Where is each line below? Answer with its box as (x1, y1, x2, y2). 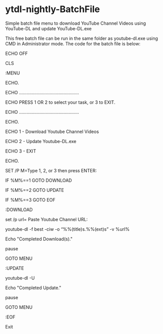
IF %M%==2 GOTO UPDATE (5, 187, 65, 193)
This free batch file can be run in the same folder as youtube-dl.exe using (5, 35, 158, 41)
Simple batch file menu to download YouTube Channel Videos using (5, 20, 146, 26)
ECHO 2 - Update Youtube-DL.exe (5, 138, 77, 144)
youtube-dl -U (5, 275, 35, 281)
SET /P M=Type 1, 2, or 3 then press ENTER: (5, 167, 97, 173)
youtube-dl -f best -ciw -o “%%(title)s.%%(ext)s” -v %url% (5, 226, 130, 232)
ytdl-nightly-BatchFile (5, 4, 100, 15)
